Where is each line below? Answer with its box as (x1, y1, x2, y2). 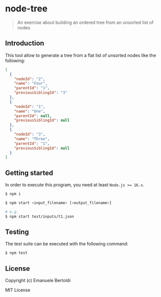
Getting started (5, 168, 54, 177)
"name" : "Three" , (14, 136, 50, 142)
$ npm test (5, 250, 28, 256)
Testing (5, 227, 29, 236)
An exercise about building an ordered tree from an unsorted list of (17, 19, 154, 25)
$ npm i (5, 192, 21, 197)
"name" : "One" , (14, 109, 46, 114)
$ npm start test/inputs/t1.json (5, 214, 74, 219)
